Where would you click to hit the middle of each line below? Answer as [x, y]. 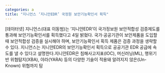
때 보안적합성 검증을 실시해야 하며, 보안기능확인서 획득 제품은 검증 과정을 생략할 [81, 41]
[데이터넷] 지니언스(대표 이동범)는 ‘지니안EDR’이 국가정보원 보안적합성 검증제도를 [82, 29]
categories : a [20, 10]
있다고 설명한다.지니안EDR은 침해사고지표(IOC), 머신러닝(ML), [84, 53]
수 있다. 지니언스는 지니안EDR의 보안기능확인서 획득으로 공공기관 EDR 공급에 [78, 47]
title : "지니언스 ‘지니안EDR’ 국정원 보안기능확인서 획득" [57, 14]
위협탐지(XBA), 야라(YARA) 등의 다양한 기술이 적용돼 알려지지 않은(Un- [78, 59]
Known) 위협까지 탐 [24, 65]
